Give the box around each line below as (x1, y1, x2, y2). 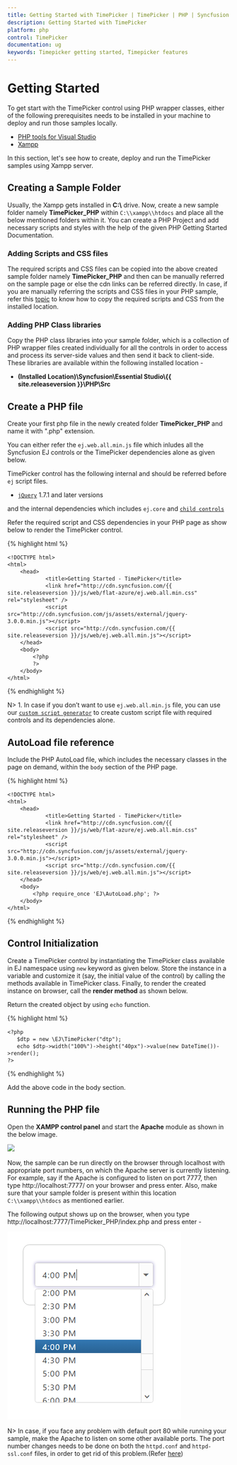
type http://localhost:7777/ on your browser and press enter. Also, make (7, 1181, 217, 1189)
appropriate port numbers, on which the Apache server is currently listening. (7, 1166, 231, 1174)
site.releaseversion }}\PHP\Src (17, 380, 111, 389)
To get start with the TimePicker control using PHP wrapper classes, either (7, 104, 225, 112)
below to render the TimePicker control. (7, 525, 123, 535)
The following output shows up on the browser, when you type (7, 1210, 190, 1218)
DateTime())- (181, 1042, 220, 1049)
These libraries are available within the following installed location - (7, 359, 204, 367)
